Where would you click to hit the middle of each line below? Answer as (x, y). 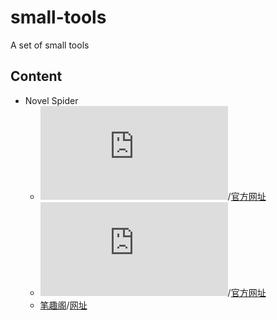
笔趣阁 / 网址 (63, 305)
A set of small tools (50, 45)
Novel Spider (51, 100)
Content (36, 76)
